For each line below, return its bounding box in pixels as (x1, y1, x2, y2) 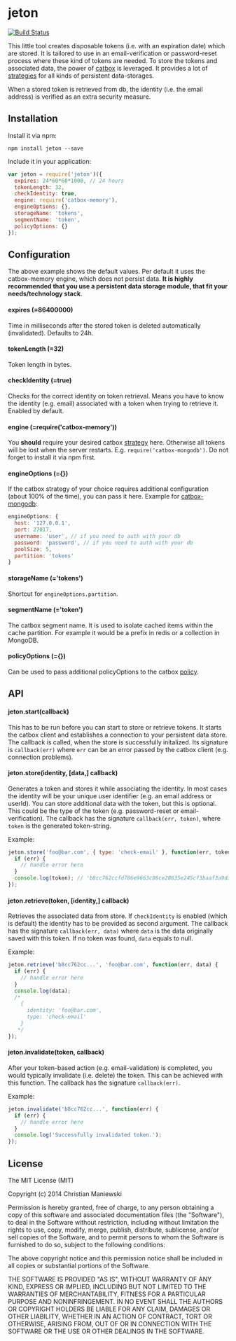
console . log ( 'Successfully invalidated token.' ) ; (14, 1132, 162, 1139)
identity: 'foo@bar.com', (26, 1007, 102, 1014)
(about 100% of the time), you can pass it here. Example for (8, 492, 180, 501)
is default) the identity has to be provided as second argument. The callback (8, 919, 228, 928)
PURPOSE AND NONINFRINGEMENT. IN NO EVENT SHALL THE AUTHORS (8, 1297, 223, 1305)
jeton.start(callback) (8, 707, 69, 716)
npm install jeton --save (8, 145, 83, 152)
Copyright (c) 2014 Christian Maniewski (8, 1189, 122, 1198)
